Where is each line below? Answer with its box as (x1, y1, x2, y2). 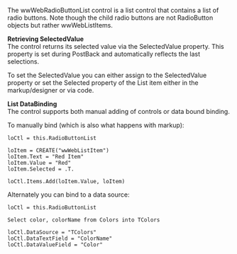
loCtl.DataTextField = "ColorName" (7, 235, 113, 242)
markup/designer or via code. (7, 86, 94, 94)
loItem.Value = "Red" (7, 159, 72, 166)
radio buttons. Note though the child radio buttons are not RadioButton (7, 13, 214, 22)
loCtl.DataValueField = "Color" (7, 241, 103, 248)
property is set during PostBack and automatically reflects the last (7, 50, 201, 58)
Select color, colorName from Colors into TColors (7, 217, 160, 224)
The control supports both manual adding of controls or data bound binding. (7, 108, 231, 115)
